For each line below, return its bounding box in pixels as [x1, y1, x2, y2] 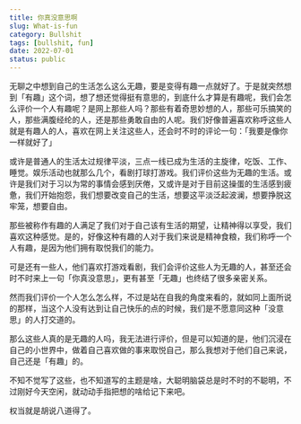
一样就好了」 [9, 137, 56, 147]
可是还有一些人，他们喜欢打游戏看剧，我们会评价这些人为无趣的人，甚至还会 [9, 261, 292, 272]
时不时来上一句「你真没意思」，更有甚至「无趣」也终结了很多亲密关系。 [9, 273, 272, 283]
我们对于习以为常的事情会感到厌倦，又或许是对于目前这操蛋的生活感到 [24, 179, 284, 189]
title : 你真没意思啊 [9, 13, 78, 22]
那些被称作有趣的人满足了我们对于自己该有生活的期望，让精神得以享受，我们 [9, 220, 292, 230]
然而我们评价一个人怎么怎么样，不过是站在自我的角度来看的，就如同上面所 [9, 292, 284, 302]
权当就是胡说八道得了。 [9, 405, 96, 416]
